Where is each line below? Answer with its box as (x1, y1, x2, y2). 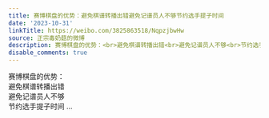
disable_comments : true (8, 49, 88, 57)
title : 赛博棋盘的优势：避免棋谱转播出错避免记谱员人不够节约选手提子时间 (8, 11, 224, 20)
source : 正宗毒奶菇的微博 (8, 33, 86, 42)
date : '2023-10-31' (8, 19, 74, 27)
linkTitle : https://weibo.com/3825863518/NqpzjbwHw (8, 26, 184, 34)
